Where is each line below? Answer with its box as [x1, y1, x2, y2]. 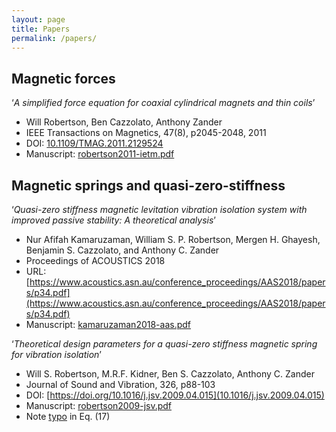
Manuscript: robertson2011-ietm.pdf [25, 148, 175, 160]
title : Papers [11, 24, 71, 34]
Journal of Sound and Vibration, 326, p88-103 [25, 379, 216, 390]
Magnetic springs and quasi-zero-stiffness [11, 177, 286, 194]
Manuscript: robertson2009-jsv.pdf [25, 400, 173, 411]
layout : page [11, 14, 66, 25]
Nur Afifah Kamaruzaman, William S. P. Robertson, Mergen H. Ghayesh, [25, 234, 321, 245]
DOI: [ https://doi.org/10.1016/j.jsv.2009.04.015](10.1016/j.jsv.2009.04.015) [25, 389, 325, 401]
